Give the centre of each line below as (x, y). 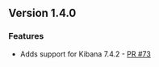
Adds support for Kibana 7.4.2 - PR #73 (85, 54)
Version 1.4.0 (42, 13)
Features (26, 36)
